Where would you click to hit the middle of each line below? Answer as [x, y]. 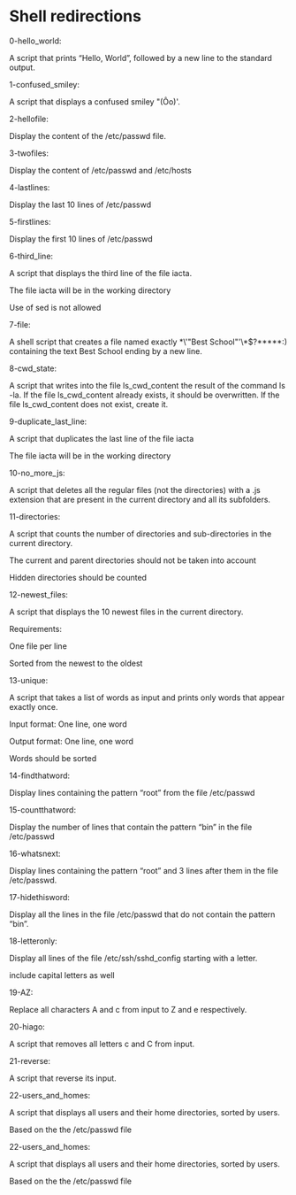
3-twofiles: [29, 153]
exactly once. [34, 706]
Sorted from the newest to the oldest [76, 663]
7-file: [20, 324]
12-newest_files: [39, 594]
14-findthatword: [40, 775]
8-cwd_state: [33, 368]
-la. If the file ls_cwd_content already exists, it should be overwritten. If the [144, 395]
